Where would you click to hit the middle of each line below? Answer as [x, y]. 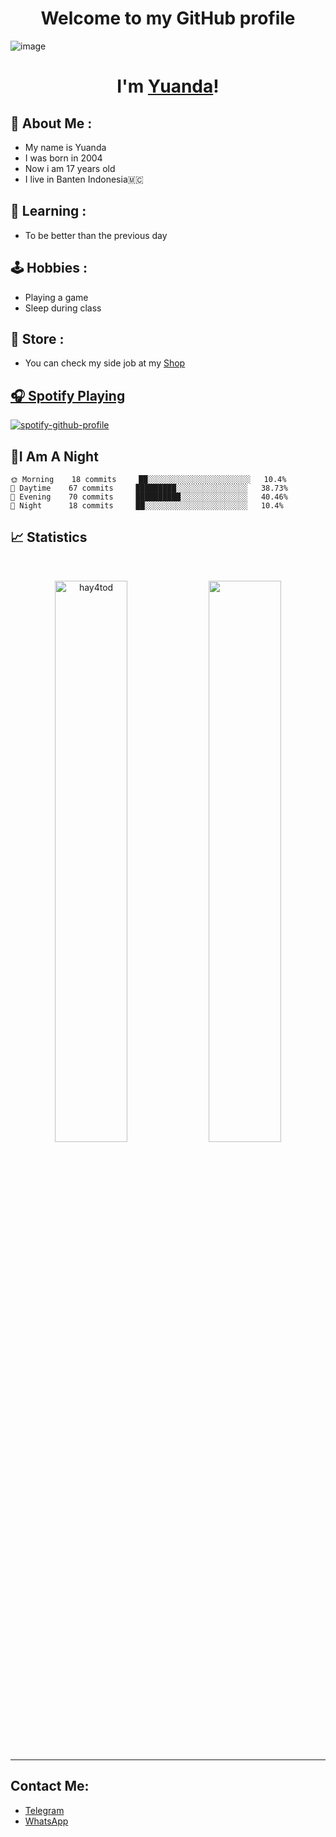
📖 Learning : [48, 211]
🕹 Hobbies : [49, 268]
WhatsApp [46, 1821]
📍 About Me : [51, 123]
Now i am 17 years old [70, 168]
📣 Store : [37, 338]
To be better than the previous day [96, 235]
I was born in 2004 [63, 158]
